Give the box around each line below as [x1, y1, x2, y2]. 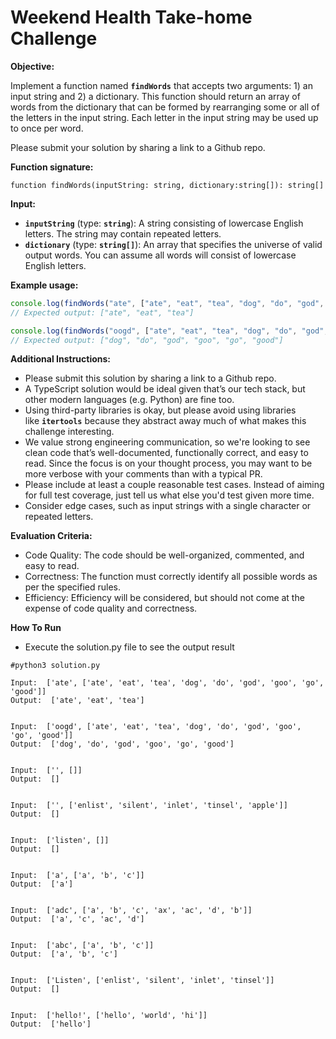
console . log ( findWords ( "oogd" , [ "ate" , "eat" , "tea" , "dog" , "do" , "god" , [10, 326, 329, 336]
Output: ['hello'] [10, 1019, 92, 1030]
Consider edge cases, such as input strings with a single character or [24, 500, 312, 512]
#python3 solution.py [10, 661, 101, 671]
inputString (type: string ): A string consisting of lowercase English [24, 217, 304, 229]
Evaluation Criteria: [10, 530, 93, 542]
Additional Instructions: [10, 353, 112, 365]
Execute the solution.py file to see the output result [24, 641, 235, 653]
